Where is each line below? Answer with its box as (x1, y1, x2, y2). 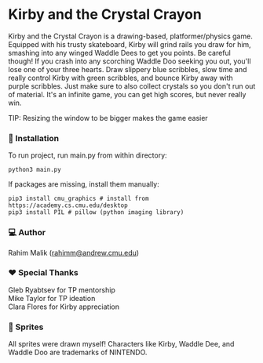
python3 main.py (8, 166, 61, 174)
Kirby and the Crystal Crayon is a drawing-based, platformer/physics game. (8, 31, 253, 41)
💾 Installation (8, 132, 60, 143)
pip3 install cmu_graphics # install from (8, 194, 149, 203)
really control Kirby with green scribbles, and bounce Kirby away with (8, 73, 233, 82)
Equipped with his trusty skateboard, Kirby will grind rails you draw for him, (8, 39, 251, 49)
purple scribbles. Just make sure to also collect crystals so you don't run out (8, 81, 256, 91)
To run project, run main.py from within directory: (8, 151, 167, 160)
